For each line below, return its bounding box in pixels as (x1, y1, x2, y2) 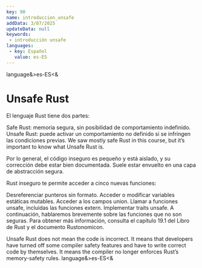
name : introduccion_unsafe (6, 15, 74, 21)
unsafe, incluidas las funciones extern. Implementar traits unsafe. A (6, 204, 174, 211)
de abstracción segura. (6, 167, 64, 175)
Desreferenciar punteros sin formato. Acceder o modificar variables (6, 191, 175, 198)
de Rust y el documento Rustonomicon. (6, 223, 105, 230)
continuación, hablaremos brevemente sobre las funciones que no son (6, 210, 182, 218)
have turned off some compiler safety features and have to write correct (6, 241, 186, 249)
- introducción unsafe (8, 37, 67, 43)
